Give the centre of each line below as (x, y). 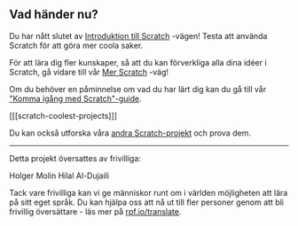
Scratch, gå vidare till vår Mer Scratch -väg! (89, 72)
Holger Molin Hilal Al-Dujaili (59, 175)
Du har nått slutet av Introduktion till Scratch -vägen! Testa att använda (138, 35)
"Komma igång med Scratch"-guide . (75, 98)
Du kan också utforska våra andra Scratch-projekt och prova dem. (130, 133)
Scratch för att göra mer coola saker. (76, 45)
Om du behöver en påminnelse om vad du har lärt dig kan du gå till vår (138, 89)
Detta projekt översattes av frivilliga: (75, 158)
